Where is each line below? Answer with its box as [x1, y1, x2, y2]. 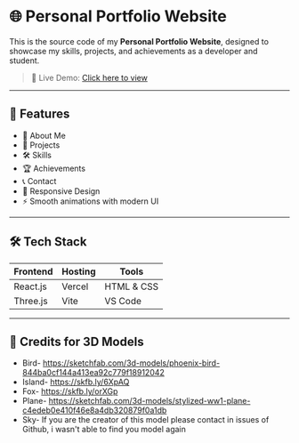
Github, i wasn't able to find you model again [21, 424, 187, 435]
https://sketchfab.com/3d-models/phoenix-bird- [43, 358, 221, 368]
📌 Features [9, 107, 70, 122]
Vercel [61, 280, 89, 293]
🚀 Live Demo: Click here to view [30, 72, 149, 83]
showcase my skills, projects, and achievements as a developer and [9, 45, 258, 56]
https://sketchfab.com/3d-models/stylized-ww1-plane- [48, 396, 251, 407]
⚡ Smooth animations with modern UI [21, 196, 159, 206]
